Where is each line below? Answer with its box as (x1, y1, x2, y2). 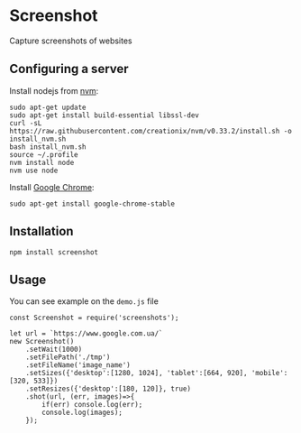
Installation (9, 224, 74, 239)
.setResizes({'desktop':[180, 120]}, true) (25, 384, 192, 393)
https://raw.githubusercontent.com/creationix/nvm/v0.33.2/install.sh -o (9, 126, 293, 135)
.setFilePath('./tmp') (25, 353, 111, 362)
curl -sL (9, 118, 42, 127)
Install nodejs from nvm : (9, 85, 99, 96)
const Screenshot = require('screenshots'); (9, 313, 179, 323)
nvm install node (9, 158, 75, 167)
